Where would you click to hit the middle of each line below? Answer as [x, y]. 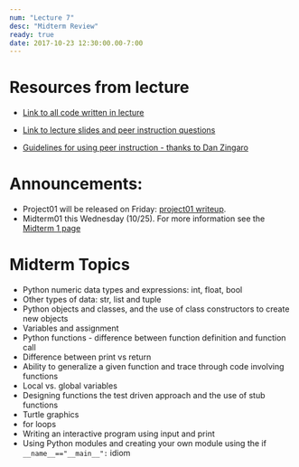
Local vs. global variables [70, 386]
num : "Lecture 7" [42, 18]
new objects [45, 319]
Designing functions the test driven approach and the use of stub [144, 396]
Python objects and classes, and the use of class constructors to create [156, 309]
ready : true [32, 34]
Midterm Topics [70, 265]
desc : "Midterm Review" [54, 26]
